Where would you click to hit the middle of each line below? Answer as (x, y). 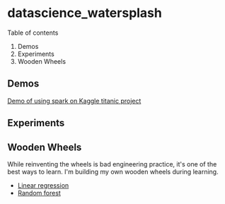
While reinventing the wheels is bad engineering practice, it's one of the (112, 164)
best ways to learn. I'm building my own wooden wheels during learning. (113, 171)
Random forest (39, 193)
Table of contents (33, 33)
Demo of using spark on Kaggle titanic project (74, 101)
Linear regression (43, 185)
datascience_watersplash (85, 13)
